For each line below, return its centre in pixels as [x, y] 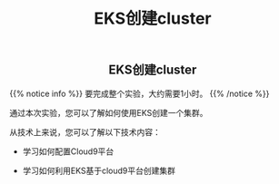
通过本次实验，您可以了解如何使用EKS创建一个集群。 [109, 112]
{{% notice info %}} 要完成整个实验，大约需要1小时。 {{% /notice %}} [139, 93]
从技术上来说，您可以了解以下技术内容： [85, 131]
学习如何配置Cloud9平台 [68, 151]
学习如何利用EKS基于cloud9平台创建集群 [99, 170]
